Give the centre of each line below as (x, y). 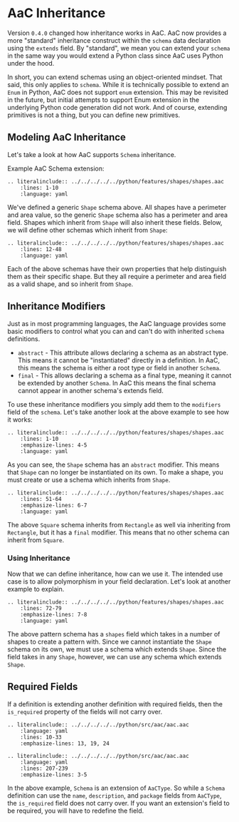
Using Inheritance (39, 558)
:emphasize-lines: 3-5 (54, 775)
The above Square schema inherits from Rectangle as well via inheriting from (119, 524)
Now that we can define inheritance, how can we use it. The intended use (115, 574)
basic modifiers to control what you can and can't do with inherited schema (116, 331)
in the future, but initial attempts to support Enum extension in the (103, 100)
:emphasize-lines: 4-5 (54, 445)
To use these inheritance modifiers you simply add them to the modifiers (114, 404)
